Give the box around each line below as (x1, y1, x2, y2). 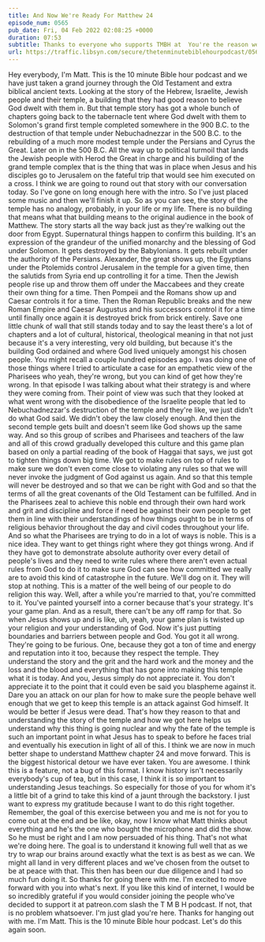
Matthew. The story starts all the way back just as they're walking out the (8, 221, 246, 230)
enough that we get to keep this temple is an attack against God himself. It (8, 699, 249, 708)
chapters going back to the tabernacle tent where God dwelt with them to (8, 112, 247, 121)
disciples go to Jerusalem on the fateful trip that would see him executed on (8, 170, 256, 180)
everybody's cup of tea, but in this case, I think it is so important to (8, 774, 226, 783)
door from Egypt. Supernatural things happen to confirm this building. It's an (8, 230, 256, 238)
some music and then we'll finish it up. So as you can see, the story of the (8, 196, 248, 205)
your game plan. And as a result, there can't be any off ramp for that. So (8, 607, 242, 615)
